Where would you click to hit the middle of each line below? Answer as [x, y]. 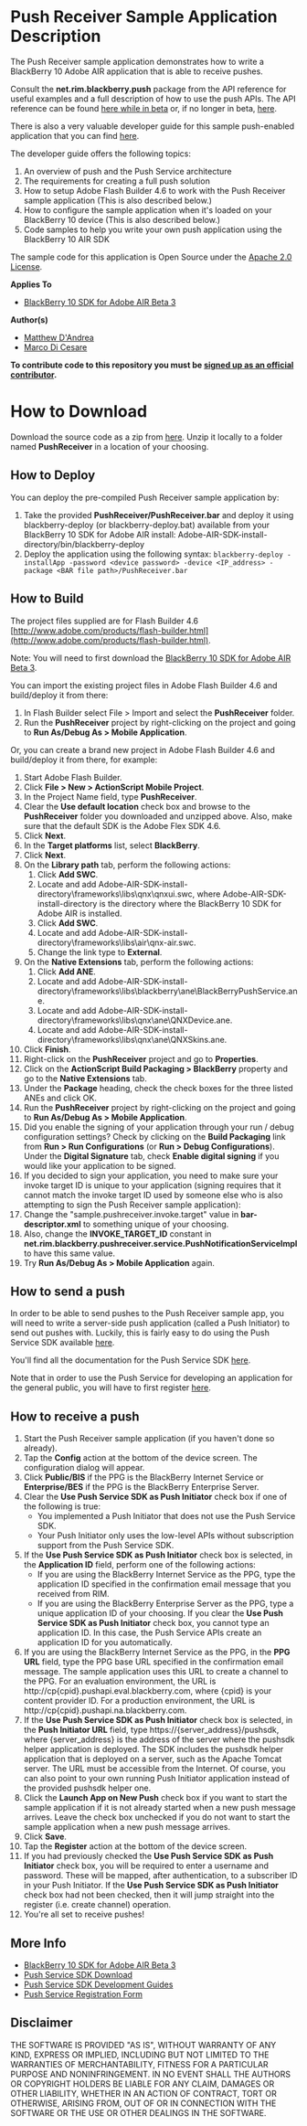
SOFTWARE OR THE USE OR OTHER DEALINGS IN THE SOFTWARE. [138, 2112]
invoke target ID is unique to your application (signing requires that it [152, 1185]
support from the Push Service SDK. [106, 1546]
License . [26, 266]
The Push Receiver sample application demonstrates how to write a [137, 61]
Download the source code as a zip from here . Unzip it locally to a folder [147, 437]
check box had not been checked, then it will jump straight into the [149, 1895]
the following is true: [62, 1506]
